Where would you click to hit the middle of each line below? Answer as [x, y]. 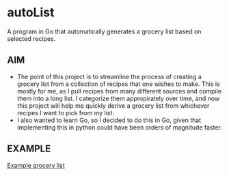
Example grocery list [36, 165]
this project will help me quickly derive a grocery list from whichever [113, 105]
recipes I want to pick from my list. [66, 113]
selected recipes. [31, 38]
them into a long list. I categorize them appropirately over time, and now [118, 98]
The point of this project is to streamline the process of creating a [109, 76]
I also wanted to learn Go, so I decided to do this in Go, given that [109, 120]
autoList [31, 13]
